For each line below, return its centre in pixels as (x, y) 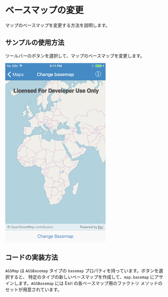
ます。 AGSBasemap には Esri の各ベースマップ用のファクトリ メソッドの (91, 283)
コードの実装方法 (32, 257)
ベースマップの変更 (44, 10)
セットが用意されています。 (34, 289)
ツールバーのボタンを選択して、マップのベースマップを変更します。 (75, 55)
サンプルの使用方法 (35, 43)
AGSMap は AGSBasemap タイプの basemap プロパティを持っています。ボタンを (82, 270)
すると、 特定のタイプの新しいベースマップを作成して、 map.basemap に (82, 277)
